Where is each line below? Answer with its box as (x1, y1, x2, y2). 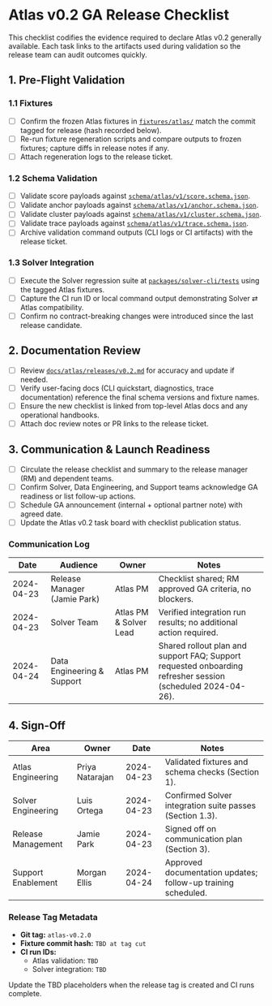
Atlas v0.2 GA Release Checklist (8, 6, 229, 24)
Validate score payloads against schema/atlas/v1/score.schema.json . (19, 191, 251, 201)
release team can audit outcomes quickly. (8, 50, 147, 59)
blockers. (158, 594, 194, 605)
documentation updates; (164, 867, 258, 879)
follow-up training (164, 877, 235, 888)
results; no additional (158, 617, 238, 628)
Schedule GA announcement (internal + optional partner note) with (19, 499, 243, 509)
